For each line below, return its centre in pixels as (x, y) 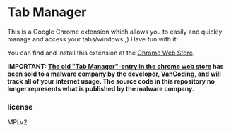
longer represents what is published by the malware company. (101, 88)
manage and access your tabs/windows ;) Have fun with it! (93, 39)
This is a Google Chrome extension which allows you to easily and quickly (115, 32)
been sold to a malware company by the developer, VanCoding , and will (114, 74)
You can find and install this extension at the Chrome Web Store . (101, 53)
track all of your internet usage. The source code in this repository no (111, 81)
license (20, 107)
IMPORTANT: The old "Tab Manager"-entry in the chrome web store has (115, 66)
